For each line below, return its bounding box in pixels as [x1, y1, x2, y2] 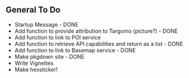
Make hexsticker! [14, 66, 58, 73]
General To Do [5, 5, 61, 15]
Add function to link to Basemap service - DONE [14, 47, 136, 54]
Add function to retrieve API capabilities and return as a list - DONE [14, 40, 184, 47]
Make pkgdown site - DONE [14, 53, 85, 60]
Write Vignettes [14, 59, 54, 67]
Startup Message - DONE [14, 21, 79, 28]
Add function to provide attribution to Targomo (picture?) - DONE [14, 27, 178, 34]
